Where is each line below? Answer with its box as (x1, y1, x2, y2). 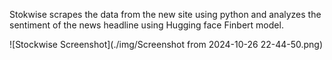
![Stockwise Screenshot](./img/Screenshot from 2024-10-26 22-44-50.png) (9, 39, 324, 50)
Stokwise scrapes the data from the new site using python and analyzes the (9, 9, 322, 20)
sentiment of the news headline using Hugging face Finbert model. (9, 19, 284, 31)
